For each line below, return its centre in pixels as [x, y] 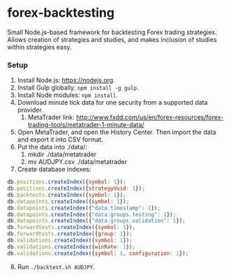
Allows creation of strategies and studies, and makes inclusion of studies [112, 39]
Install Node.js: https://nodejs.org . [66, 80]
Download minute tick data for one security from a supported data [112, 103]
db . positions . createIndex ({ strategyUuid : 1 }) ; [76, 189]
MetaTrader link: [51, 117]
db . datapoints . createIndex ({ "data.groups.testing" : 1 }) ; [92, 214]
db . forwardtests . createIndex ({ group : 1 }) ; [70, 234]
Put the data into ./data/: [52, 147]
